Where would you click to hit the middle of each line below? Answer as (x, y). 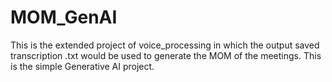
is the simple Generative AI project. (82, 66)
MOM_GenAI (64, 17)
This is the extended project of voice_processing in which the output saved (165, 45)
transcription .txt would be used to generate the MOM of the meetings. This (166, 55)
